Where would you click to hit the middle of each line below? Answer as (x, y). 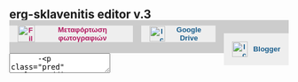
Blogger (267, 49)
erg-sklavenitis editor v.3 (80, 15)
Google (189, 30)
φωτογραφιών (82, 37)
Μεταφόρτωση (82, 30)
